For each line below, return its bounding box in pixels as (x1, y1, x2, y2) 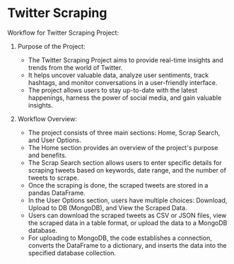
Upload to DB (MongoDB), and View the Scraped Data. (28, 203, 187, 212)
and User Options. (28, 136, 81, 144)
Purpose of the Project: (17, 42, 86, 50)
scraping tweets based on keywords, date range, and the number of (28, 166, 226, 174)
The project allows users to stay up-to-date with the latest (28, 86, 198, 94)
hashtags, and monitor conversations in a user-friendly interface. (28, 78, 218, 86)
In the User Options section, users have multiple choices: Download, (28, 196, 228, 205)
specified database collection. (28, 248, 117, 257)
